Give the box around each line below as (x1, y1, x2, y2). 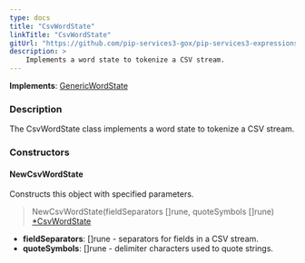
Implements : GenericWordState (9, 81, 129, 91)
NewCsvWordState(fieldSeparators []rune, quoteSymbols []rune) (31, 206, 275, 218)
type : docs (9, 13, 51, 23)
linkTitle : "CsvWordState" (9, 30, 112, 39)
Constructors (9, 146, 70, 159)
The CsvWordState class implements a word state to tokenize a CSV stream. (9, 123, 295, 134)
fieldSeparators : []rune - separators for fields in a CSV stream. (22, 233, 259, 245)
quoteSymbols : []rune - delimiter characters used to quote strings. (22, 243, 274, 254)
